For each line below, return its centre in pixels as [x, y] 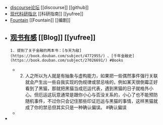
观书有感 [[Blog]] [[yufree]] [53, 38]
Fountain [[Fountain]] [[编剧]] [40, 20]
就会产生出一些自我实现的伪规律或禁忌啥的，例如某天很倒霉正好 [91, 82]
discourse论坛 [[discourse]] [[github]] [49, 7]
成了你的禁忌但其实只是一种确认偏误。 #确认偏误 [76, 107]
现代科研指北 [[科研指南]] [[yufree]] [47, 14]
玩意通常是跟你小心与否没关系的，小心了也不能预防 [105, 95]
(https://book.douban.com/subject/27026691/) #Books [67, 60]
